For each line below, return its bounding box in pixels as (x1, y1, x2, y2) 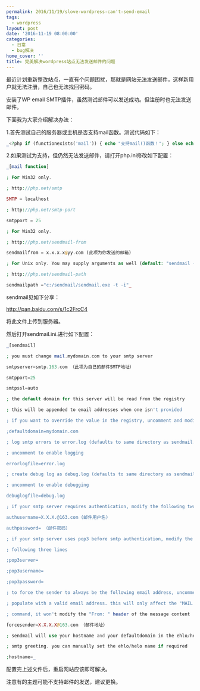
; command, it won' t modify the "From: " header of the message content (6, 611, 190, 617)
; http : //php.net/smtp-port (6, 207, 76, 213)
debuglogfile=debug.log (6, 493, 65, 499)
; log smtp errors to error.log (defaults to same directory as (6, 439, 169, 445)
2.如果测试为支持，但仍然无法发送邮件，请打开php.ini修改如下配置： (6, 152, 174, 159)
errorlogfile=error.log (6, 460, 65, 466)
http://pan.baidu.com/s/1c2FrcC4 (6, 305, 88, 313)
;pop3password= (6, 579, 44, 585)
